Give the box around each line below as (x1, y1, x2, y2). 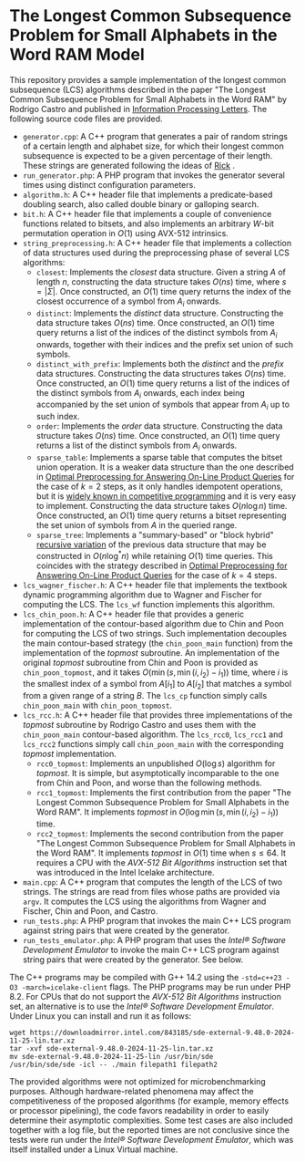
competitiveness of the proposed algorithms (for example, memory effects (9, 1095, 290, 1106)
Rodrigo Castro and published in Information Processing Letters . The (9, 103, 267, 114)
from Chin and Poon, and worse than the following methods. (36, 777, 262, 789)
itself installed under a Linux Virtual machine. (9, 1144, 178, 1155)
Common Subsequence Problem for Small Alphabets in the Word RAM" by (9, 93, 288, 105)
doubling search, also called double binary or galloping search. (22, 198, 259, 210)
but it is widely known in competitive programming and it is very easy (36, 490, 297, 502)
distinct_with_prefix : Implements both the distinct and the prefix (36, 358, 284, 369)
